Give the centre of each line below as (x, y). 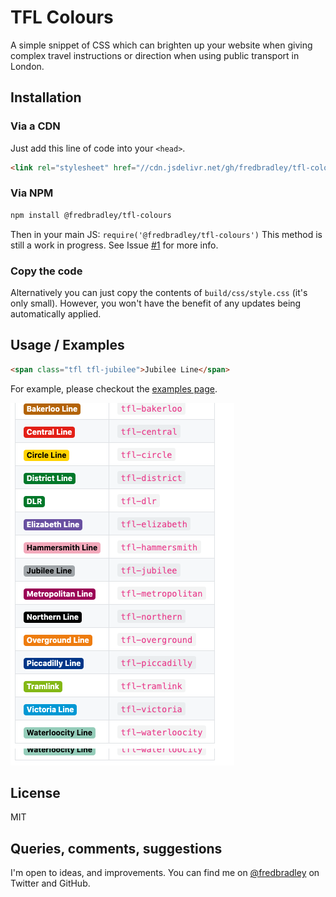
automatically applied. (56, 313)
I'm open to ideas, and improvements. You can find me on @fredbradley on (165, 873)
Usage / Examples (67, 345)
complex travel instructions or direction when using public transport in (155, 55)
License (35, 793)
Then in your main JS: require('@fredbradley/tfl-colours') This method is (166, 234)
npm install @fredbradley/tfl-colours (91, 215)
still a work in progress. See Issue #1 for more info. (114, 245)
